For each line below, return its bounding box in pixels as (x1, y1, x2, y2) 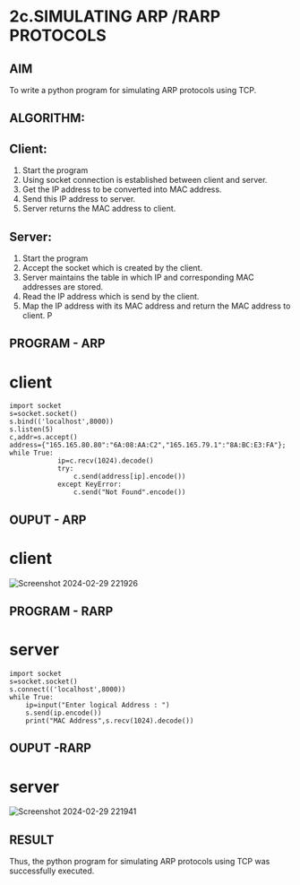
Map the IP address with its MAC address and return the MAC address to (21, 300, 291, 311)
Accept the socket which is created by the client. (21, 263, 203, 273)
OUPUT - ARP (9, 512, 87, 527)
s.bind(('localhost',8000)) (9, 417, 115, 427)
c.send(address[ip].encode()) (73, 473, 186, 482)
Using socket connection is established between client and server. (21, 175, 268, 186)
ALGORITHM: (9, 110, 85, 126)
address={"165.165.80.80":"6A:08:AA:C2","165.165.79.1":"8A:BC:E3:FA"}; (9, 441, 287, 450)
